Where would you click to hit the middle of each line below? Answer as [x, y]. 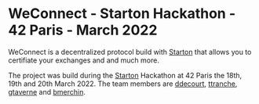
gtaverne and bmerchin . [47, 91]
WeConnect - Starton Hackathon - [122, 14]
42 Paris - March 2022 [83, 30]
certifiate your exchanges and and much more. [84, 60]
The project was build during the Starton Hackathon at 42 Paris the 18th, [125, 75]
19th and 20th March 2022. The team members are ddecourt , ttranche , [123, 84]
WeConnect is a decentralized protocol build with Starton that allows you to [130, 52]
